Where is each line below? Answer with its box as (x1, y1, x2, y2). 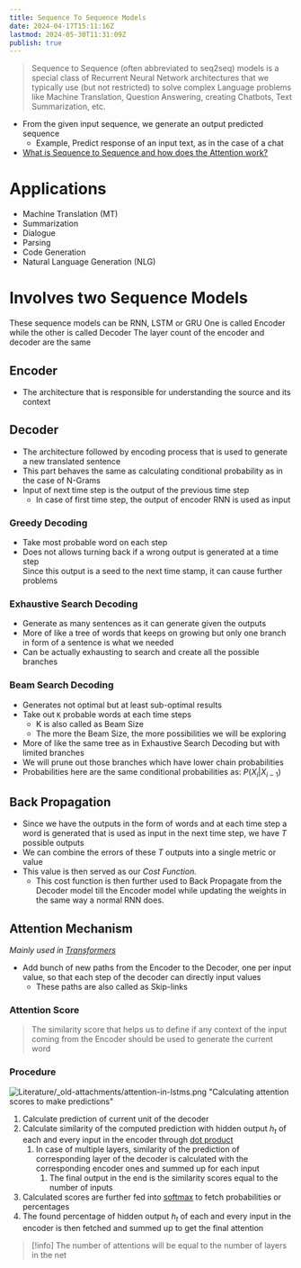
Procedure (9, 1066, 57, 1078)
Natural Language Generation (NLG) (22, 256, 156, 267)
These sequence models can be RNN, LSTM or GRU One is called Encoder (9, 318, 286, 328)
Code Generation (22, 247, 86, 257)
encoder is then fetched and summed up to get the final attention (22, 1223, 264, 1234)
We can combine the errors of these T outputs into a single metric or (22, 847, 277, 858)
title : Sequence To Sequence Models (9, 13, 146, 22)
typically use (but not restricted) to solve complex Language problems (31, 82, 292, 93)
